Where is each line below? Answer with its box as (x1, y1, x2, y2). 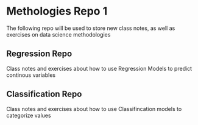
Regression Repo (6, 49, 72, 59)
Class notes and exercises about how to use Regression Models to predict (6, 65, 193, 72)
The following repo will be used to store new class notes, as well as (6, 24, 175, 32)
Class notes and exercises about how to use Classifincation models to (6, 105, 182, 112)
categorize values (6, 112, 51, 119)
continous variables (6, 71, 56, 79)
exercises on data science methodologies (6, 30, 111, 38)
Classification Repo (6, 89, 82, 99)
